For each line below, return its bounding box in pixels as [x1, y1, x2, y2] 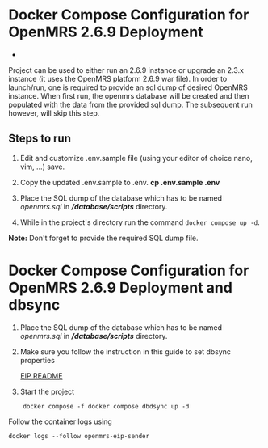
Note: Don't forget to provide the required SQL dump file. [8, 233, 199, 243]
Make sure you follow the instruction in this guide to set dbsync [19, 346, 232, 357]
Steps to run [8, 132, 71, 146]
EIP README [19, 370, 63, 381]
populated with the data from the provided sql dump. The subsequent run [8, 99, 253, 109]
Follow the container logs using [8, 416, 113, 426]
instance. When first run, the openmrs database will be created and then [8, 91, 249, 100]
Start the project [19, 387, 75, 396]
